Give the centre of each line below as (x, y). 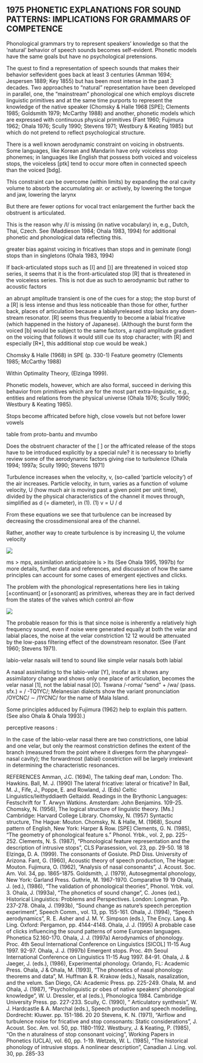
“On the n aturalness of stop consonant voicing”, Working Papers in (90, 1034)
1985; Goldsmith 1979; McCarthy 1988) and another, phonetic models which (101, 113)
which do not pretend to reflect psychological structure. (76, 132)
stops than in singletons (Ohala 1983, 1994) (60, 255)
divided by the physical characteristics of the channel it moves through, (95, 496)
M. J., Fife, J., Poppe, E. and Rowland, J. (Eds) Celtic (72, 789)
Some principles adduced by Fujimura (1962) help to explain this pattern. (97, 709)
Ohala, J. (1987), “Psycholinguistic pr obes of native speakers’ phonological (101, 989)
